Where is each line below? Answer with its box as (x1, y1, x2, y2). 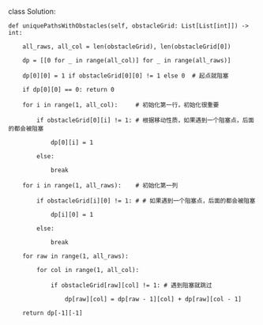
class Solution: (8, 7, 56, 16)
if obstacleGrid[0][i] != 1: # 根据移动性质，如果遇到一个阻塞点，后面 (36, 116, 254, 124)
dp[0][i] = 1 (50, 138, 93, 146)
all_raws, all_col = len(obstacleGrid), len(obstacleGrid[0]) (22, 43, 231, 51)
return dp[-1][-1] (22, 309, 83, 317)
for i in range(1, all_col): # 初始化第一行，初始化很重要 (22, 101, 220, 109)
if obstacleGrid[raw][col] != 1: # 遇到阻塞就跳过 (50, 282, 212, 289)
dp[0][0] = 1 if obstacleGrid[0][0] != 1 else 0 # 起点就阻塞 (22, 72, 229, 80)
